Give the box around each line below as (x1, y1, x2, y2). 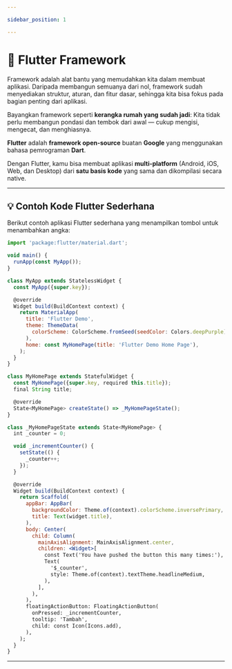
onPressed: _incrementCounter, (32, 610, 122, 616)
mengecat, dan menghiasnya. (7, 125, 92, 134)
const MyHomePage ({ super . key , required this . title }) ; (13, 380, 171, 387)
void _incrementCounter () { (13, 443, 95, 450)
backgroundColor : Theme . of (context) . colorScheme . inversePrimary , (32, 506, 224, 514)
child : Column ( (32, 532, 76, 540)
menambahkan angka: (7, 226, 70, 235)
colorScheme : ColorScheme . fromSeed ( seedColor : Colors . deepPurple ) (32, 329, 227, 336)
